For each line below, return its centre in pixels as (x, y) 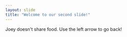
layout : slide (20, 10)
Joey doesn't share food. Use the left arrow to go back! (63, 29)
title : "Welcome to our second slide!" (48, 15)
